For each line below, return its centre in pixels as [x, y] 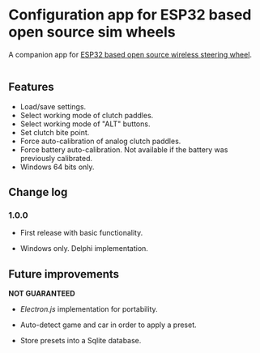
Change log [38, 192]
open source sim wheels [92, 32]
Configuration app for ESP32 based [130, 15]
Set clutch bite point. [55, 132]
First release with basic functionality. [81, 233]
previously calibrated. [56, 158]
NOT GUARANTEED [42, 294]
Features [31, 87]
